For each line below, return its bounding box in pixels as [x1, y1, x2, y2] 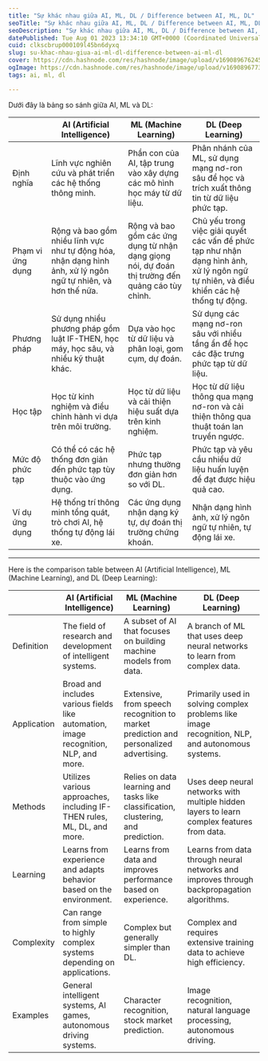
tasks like [123, 791, 160, 802]
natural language [187, 1004, 250, 1015]
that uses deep [187, 630, 243, 641]
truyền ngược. [191, 430, 245, 441]
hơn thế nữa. [51, 285, 98, 296]
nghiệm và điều [51, 401, 109, 412]
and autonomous [187, 738, 251, 749]
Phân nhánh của [191, 142, 253, 153]
